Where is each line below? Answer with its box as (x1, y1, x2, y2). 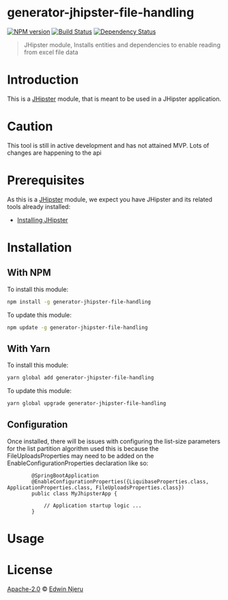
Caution (7, 118, 53, 134)
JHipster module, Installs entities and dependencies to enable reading (23, 40, 220, 49)
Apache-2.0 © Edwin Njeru (7, 585, 84, 593)
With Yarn (7, 342, 51, 354)
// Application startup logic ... (43, 502, 142, 509)
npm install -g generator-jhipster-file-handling (7, 298, 152, 305)
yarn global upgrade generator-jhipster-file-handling (7, 400, 167, 407)
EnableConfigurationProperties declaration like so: (7, 459, 149, 467)
